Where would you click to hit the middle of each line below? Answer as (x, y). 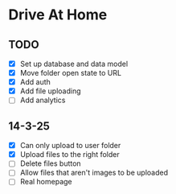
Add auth (35, 82)
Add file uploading (51, 91)
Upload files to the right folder (70, 155)
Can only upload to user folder (70, 146)
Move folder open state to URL (71, 73)
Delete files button (51, 163)
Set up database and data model (74, 64)
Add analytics (43, 100)
